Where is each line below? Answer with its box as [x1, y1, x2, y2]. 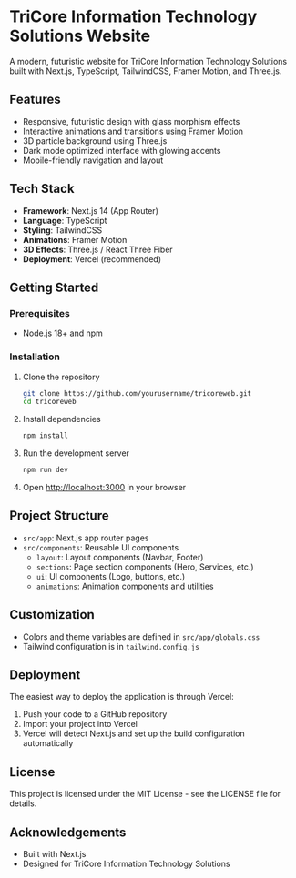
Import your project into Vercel [22, 719, 138, 730]
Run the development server [22, 448, 130, 459]
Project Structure [9, 508, 109, 524]
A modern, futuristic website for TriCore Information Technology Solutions [9, 56, 288, 66]
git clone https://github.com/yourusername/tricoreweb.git [22, 389, 252, 398]
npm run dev [22, 466, 68, 475]
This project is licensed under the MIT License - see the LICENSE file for [9, 789, 281, 800]
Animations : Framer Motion [22, 234, 128, 245]
